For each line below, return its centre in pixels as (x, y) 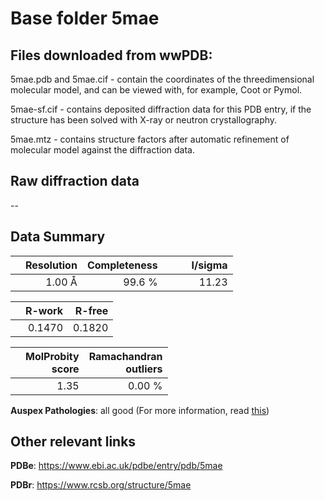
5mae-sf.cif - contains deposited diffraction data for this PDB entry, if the (161, 109)
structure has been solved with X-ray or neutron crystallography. (144, 120)
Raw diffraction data (75, 181)
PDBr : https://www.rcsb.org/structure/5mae (101, 485)
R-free (91, 310)
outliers (144, 369)
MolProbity (52, 356)
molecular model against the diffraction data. (102, 150)
